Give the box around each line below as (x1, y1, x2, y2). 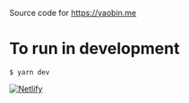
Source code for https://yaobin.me (9, 8, 137, 18)
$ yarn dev (9, 67, 50, 76)
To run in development (9, 39, 180, 59)
